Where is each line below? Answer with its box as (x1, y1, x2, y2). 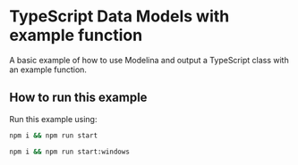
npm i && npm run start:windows (9, 147, 130, 156)
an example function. (9, 64, 88, 75)
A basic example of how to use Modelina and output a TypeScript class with (9, 54, 289, 65)
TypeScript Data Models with (9, 6, 230, 27)
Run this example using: (9, 113, 98, 124)
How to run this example (9, 90, 148, 105)
